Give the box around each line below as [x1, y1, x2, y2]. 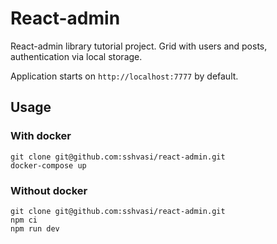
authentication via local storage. [10, 50, 143, 62]
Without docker [10, 183, 88, 197]
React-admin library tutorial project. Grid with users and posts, [10, 40, 268, 52]
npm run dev [10, 223, 60, 234]
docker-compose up [10, 160, 87, 171]
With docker [10, 129, 72, 143]
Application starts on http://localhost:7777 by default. [10, 70, 239, 82]
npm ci [10, 215, 38, 225]
